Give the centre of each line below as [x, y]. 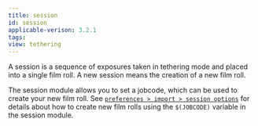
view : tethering [35, 45]
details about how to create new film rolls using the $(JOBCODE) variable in [127, 107]
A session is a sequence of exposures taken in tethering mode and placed [128, 67]
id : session [28, 23]
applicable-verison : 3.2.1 [52, 30]
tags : [17, 37]
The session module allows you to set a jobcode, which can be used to [123, 90]
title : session [33, 15]
